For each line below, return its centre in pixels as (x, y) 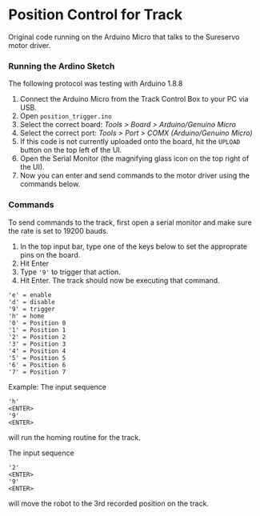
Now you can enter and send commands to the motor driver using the (135, 176)
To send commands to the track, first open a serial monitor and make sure (130, 222)
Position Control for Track (95, 15)
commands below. (50, 184)
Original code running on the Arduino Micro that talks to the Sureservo (124, 37)
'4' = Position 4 (37, 351)
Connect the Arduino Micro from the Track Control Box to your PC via (134, 99)
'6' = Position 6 (37, 365)
